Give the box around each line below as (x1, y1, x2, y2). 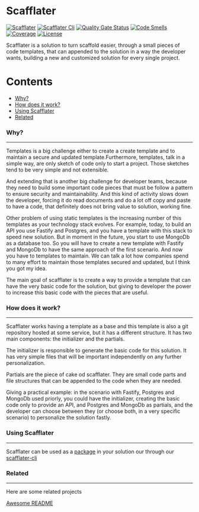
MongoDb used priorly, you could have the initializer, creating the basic (6, 395, 180, 402)
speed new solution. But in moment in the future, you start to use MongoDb (6, 233, 190, 241)
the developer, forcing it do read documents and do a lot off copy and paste (6, 197, 191, 204)
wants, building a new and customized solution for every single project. (6, 54, 180, 61)
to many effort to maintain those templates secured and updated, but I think (6, 259, 191, 266)
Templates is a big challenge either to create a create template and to (6, 147, 175, 155)
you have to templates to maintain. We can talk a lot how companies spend (6, 252, 189, 259)
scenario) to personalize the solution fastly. (6, 414, 111, 421)
